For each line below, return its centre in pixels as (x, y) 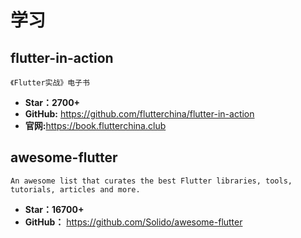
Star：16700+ (54, 209)
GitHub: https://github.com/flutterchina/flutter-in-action (139, 114)
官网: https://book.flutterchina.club (95, 125)
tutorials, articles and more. (75, 189)
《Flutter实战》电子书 (50, 83)
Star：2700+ (52, 102)
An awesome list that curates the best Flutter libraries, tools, (151, 181)
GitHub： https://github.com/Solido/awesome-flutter (133, 222)
